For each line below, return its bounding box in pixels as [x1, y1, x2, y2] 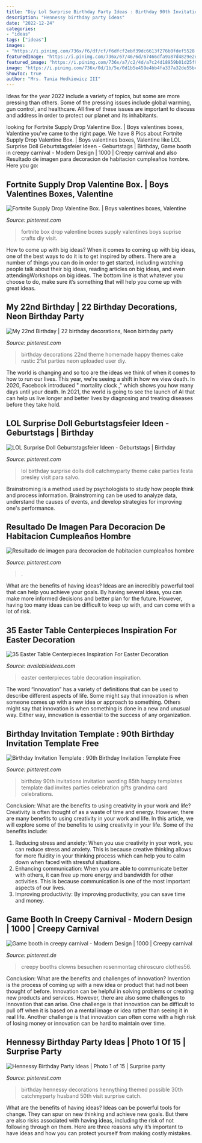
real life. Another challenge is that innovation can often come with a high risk [6, 1013, 196, 1020]
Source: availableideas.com [6, 662, 76, 669]
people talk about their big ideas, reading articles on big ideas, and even [6, 265, 185, 272]
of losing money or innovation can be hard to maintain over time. [6, 1019, 167, 1027]
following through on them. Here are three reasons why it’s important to [6, 1123, 183, 1130]
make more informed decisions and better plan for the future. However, [6, 595, 182, 603]
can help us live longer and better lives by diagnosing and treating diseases [6, 394, 194, 401]
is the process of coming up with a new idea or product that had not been [6, 981, 188, 988]
